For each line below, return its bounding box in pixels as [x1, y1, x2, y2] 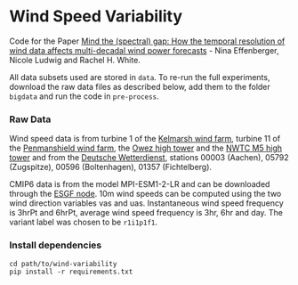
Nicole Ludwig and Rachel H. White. [9, 54, 141, 65]
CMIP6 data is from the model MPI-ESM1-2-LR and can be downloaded [9, 179, 270, 190]
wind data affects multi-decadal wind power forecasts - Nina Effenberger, [9, 45, 279, 55]
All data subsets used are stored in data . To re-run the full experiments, [9, 71, 270, 82]
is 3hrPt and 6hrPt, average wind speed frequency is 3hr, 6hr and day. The [9, 208, 283, 218]
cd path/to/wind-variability [9, 259, 117, 268]
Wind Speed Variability [9, 6, 182, 27]
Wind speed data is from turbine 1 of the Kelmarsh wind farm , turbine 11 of [9, 134, 281, 144]
